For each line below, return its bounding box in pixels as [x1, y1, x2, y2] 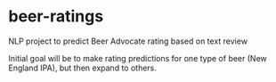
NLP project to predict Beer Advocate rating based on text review [8, 36, 248, 46]
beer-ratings [8, 6, 104, 27]
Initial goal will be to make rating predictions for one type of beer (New [8, 53, 268, 63]
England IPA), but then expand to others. [8, 62, 158, 73]
